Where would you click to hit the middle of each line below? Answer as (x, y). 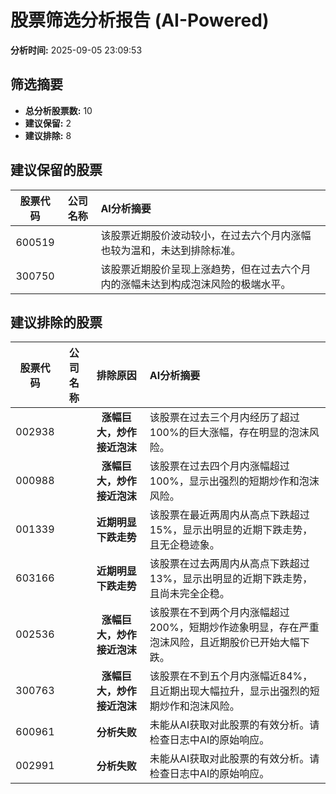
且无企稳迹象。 (184, 545)
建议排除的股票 (56, 322)
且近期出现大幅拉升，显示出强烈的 (229, 691)
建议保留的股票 (56, 170)
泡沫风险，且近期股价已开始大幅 (224, 643)
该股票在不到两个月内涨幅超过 (219, 613)
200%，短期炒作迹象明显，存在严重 (234, 628)
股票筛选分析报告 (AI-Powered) (140, 20)
